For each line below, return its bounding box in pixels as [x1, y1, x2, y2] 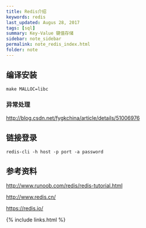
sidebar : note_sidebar [6, 36, 62, 42]
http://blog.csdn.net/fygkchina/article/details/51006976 [6, 114, 140, 121]
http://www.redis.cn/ [6, 193, 56, 200]
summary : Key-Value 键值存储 [6, 31, 74, 36]
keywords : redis [6, 14, 46, 20]
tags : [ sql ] [6, 25, 35, 31]
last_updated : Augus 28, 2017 [6, 19, 80, 25]
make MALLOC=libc [6, 86, 49, 92]
